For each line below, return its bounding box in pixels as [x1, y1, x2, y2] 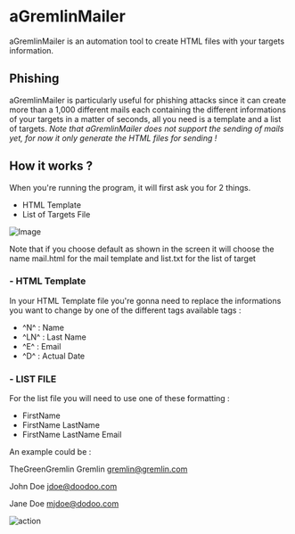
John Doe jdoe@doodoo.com [9, 481, 118, 492]
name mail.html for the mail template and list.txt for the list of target [9, 252, 257, 264]
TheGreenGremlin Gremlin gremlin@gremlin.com [9, 464, 188, 474]
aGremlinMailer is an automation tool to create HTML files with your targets [9, 36, 285, 46]
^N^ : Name [21, 322, 65, 333]
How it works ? [9, 159, 94, 174]
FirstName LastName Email [21, 430, 122, 440]
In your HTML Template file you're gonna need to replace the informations [9, 295, 282, 306]
